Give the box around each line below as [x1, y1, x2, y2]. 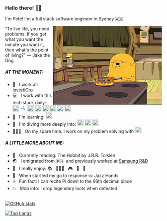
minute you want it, [5, 42, 45, 48]
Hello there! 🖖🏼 [5, 4, 42, 11]
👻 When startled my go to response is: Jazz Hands [12, 173, 119, 179]
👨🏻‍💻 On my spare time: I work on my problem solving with [12, 128, 134, 134]
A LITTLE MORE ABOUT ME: [5, 140, 64, 146]
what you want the [5, 36, 43, 42]
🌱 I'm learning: [12, 114, 45, 120]
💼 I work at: [12, 82, 38, 88]
